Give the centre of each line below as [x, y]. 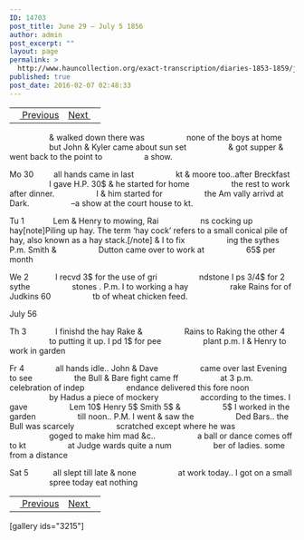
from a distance [38, 455]
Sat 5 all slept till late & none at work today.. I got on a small [151, 472]
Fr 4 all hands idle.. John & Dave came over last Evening [148, 368]
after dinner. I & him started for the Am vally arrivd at [147, 193]
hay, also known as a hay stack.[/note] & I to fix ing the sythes [145, 240]
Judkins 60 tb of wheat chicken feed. [99, 296]
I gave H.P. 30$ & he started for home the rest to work [170, 183]
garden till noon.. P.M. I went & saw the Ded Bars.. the [149, 416]
